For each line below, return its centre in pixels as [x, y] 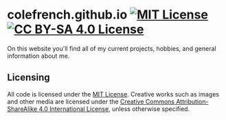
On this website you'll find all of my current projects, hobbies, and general [112, 48]
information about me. [38, 56]
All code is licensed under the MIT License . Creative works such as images [113, 94]
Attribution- [192, 101]
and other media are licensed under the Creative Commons [91, 101]
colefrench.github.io [67, 15]
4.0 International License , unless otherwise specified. [114, 109]
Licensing [29, 78]
